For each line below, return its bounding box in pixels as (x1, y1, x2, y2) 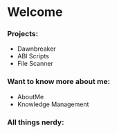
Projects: (7, 29, 39, 39)
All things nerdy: (7, 117, 64, 127)
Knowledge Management (17, 100, 89, 108)
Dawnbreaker (17, 44, 57, 53)
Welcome (7, 4, 63, 20)
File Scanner (17, 60, 53, 68)
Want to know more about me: (7, 77, 111, 87)
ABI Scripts (17, 52, 50, 60)
